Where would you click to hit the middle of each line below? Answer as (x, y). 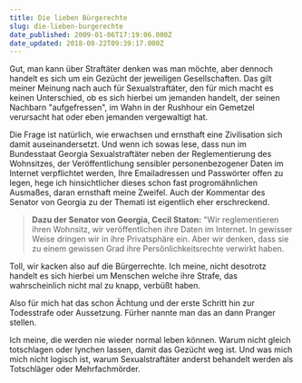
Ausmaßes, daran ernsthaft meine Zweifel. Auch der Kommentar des (137, 192)
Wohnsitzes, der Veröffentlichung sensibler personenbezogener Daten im (146, 163)
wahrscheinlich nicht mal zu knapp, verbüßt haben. (105, 286)
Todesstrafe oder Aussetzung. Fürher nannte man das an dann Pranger (142, 313)
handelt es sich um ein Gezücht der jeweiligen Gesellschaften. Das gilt (141, 79)
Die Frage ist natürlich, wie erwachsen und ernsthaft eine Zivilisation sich (146, 135)
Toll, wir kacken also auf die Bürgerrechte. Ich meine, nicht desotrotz (138, 266)
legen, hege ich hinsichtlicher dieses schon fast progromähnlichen (134, 183)
